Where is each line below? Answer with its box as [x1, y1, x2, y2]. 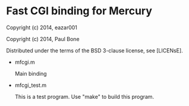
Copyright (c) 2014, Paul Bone [6, 35, 80, 42]
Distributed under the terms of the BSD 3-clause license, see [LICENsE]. [6, 46, 183, 54]
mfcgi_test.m [14, 82, 47, 89]
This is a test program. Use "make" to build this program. [14, 93, 155, 100]
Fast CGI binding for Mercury [6, 4, 153, 18]
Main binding [14, 70, 47, 77]
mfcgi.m [14, 58, 36, 66]
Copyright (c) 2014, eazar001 [6, 24, 77, 31]
